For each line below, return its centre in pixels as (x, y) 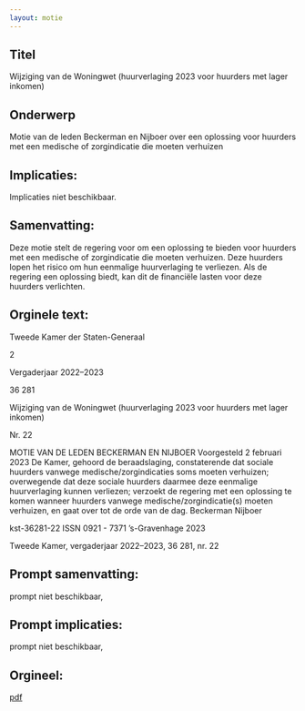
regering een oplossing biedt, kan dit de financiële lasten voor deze (136, 276)
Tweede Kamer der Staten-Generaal (77, 337)
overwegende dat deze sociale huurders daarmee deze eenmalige (133, 481)
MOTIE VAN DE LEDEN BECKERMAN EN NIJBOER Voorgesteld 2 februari (146, 452)
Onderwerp (42, 115)
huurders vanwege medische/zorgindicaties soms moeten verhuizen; (139, 472)
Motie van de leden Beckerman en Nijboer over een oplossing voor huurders (153, 137)
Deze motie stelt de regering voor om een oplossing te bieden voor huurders (153, 248)
